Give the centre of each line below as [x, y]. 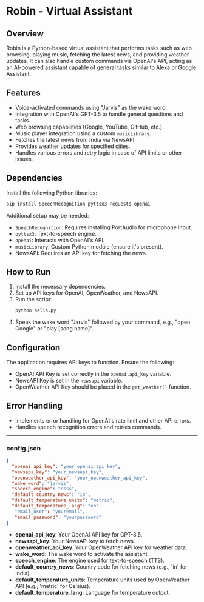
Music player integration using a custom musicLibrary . [83, 133]
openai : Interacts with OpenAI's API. [60, 240]
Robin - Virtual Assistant [70, 11]
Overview [25, 34]
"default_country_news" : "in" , [51, 495]
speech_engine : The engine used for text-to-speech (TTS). [90, 560]
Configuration [33, 348]
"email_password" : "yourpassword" [58, 517]
